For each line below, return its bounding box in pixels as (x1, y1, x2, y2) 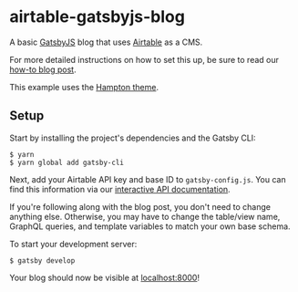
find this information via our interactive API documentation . (9, 183, 231, 194)
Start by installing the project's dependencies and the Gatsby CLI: (9, 132, 257, 143)
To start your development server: (9, 238, 138, 249)
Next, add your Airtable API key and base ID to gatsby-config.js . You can (9, 173, 286, 184)
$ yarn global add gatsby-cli (9, 158, 125, 167)
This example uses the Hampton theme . (9, 81, 159, 92)
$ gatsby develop (9, 255, 76, 266)
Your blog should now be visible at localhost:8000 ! (9, 272, 200, 283)
